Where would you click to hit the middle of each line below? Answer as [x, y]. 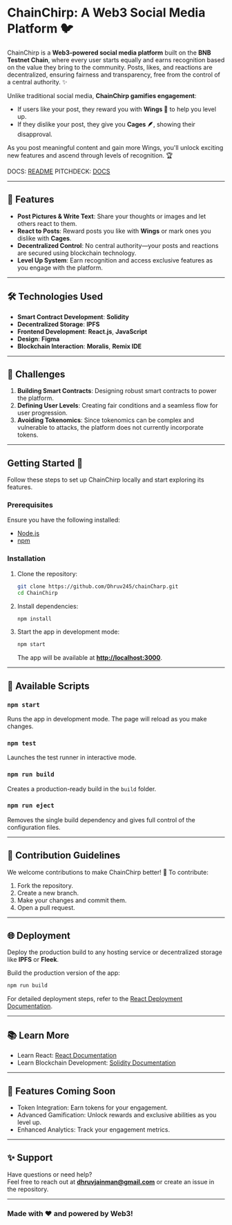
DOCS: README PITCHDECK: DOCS [59, 171]
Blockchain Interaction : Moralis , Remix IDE [79, 346]
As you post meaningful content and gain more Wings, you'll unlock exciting [115, 147]
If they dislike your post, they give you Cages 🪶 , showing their [106, 124]
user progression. [42, 413]
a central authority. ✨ [37, 82]
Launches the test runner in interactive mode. [72, 757]
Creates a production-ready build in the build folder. [82, 788]
